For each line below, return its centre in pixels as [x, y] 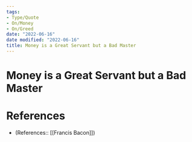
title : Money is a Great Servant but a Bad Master [71, 46]
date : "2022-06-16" [31, 34]
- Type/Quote [23, 18]
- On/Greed [20, 29]
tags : [13, 12]
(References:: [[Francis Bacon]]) [55, 133]
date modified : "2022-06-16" [43, 40]
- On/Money [20, 23]
